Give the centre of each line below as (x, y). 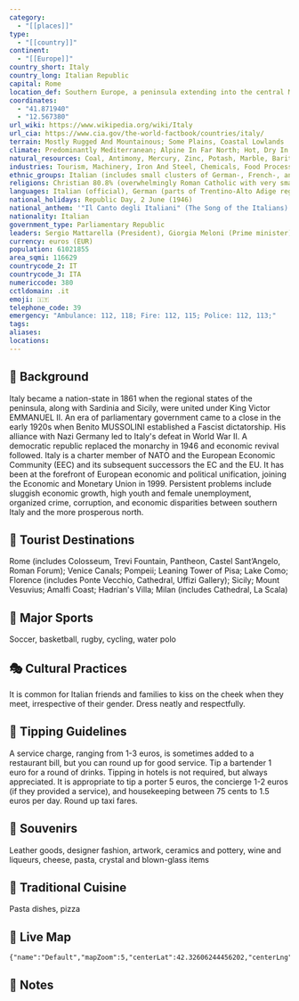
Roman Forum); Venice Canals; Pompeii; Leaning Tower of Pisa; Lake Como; (149, 570)
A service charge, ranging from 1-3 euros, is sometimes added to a (132, 753)
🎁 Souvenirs (44, 829)
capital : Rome (36, 84)
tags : (19, 324)
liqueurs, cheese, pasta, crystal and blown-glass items (109, 859)
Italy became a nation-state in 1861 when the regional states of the (131, 398)
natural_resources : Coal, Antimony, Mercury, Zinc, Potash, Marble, (139, 158)
